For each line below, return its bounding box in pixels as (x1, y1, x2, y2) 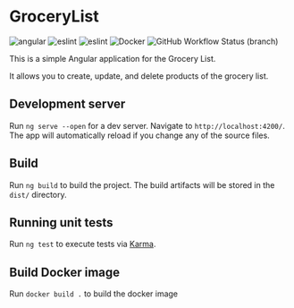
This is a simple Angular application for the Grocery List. (9, 53, 216, 64)
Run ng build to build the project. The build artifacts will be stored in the (9, 179, 275, 190)
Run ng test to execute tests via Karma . (9, 239, 156, 250)
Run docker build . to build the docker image (9, 288, 179, 299)
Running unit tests (9, 215, 113, 230)
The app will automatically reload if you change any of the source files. (9, 130, 270, 141)
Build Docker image (9, 264, 121, 279)
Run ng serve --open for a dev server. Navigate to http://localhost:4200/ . (9, 120, 286, 131)
